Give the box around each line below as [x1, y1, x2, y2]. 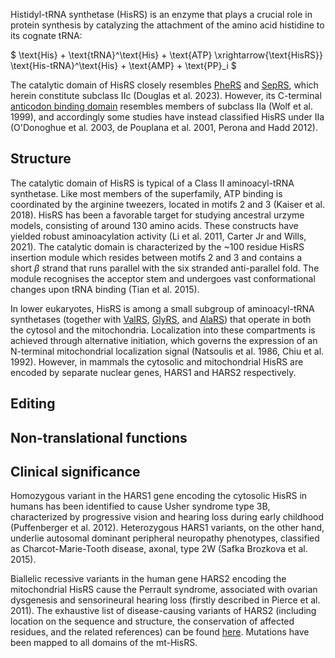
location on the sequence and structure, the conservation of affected [10, 615, 295, 628]
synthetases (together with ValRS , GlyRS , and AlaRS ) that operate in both [10, 313, 312, 325]
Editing [10, 395, 56, 413]
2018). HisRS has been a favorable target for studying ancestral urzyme [10, 209, 305, 221]
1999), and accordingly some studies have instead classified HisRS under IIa [10, 111, 325, 123]
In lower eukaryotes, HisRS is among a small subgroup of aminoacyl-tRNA [10, 302, 315, 314]
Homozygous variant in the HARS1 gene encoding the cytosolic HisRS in [10, 490, 308, 502]
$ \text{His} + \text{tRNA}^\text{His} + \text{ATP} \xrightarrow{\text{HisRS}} [10, 49, 323, 61]
